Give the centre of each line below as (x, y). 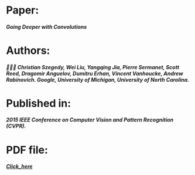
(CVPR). (16, 126)
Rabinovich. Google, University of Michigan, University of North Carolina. (98, 79)
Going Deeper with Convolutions (47, 26)
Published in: (39, 103)
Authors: (28, 50)
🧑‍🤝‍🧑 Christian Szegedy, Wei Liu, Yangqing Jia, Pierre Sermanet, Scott (93, 67)
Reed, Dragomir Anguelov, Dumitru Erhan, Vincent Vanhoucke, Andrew (95, 73)
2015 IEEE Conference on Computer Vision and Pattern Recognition (90, 120)
